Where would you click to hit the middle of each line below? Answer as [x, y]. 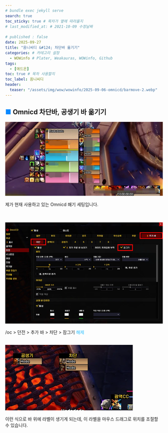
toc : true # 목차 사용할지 [30, 74]
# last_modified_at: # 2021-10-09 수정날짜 [49, 27]
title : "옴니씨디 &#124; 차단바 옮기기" [42, 48]
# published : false [27, 37]
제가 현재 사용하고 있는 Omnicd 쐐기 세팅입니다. [52, 204]
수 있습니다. [17, 425]
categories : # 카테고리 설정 [32, 53]
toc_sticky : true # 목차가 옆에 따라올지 [44, 21]
